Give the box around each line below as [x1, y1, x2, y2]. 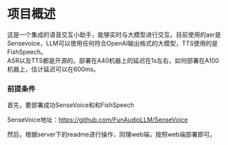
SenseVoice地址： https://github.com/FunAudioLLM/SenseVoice [7, 115, 188, 124]
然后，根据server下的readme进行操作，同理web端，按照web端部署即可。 [7, 130, 216, 139]
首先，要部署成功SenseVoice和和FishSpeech [7, 101, 134, 109]
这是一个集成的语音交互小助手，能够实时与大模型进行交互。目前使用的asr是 [7, 30, 222, 39]
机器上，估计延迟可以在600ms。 [7, 65, 100, 73]
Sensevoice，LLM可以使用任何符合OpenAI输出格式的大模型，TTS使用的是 [7, 39, 218, 47]
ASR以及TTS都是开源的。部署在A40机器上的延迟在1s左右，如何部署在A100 [7, 56, 219, 64]
